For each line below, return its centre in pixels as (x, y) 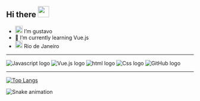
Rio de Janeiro (41, 46)
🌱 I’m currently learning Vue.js (52, 37)
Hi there (21, 15)
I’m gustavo (38, 31)
